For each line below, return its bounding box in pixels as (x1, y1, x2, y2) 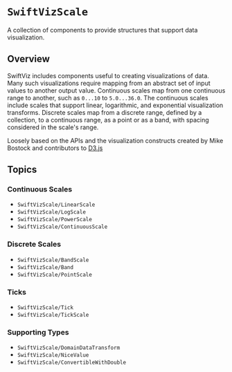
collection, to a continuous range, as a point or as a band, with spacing (7, 115, 209, 124)
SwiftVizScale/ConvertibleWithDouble (17, 359, 127, 366)
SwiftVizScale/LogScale (17, 209, 87, 216)
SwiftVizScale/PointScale (17, 271, 92, 278)
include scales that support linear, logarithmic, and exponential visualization (7, 101, 224, 109)
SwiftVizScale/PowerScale (17, 216, 92, 223)
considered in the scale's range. (7, 123, 99, 131)
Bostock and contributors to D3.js (7, 144, 103, 152)
